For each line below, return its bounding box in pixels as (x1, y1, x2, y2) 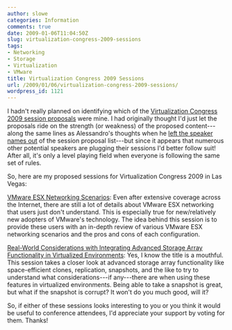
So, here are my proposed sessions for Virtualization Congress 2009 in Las (7, 172, 222, 181)
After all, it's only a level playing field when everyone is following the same (7, 151, 220, 160)
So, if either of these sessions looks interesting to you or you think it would (7, 301, 221, 310)
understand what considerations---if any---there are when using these (7, 273, 210, 282)
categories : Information (7, 17, 79, 24)
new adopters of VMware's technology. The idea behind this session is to (7, 215, 217, 223)
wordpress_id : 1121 (7, 88, 64, 95)
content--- (185, 122, 216, 130)
